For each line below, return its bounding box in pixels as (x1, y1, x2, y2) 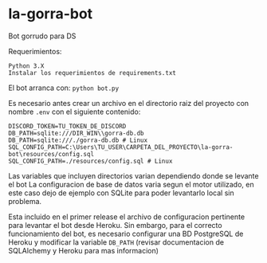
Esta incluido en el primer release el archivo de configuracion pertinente (8, 212, 245, 222)
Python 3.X (8, 61, 45, 70)
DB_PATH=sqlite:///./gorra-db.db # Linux (8, 136, 148, 144)
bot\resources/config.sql (8, 150, 94, 158)
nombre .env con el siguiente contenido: (8, 107, 141, 116)
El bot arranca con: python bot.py (8, 83, 120, 92)
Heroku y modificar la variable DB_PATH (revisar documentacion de (8, 237, 225, 247)
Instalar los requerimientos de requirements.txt (8, 69, 177, 77)
